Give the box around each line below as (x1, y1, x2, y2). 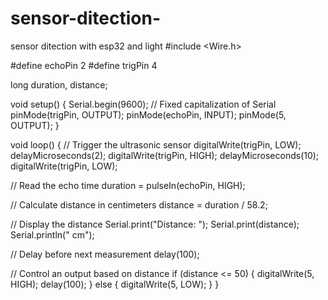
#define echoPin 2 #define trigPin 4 (10, 59, 158, 71)
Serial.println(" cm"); (10, 228, 95, 241)
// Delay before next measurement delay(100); (10, 248, 200, 260)
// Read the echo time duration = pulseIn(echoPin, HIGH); (10, 179, 246, 191)
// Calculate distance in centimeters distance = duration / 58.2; (10, 198, 268, 211)
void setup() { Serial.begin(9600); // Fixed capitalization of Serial (10, 98, 277, 110)
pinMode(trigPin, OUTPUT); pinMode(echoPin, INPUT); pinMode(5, (10, 108, 287, 121)
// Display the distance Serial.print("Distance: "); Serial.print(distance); (10, 218, 300, 230)
